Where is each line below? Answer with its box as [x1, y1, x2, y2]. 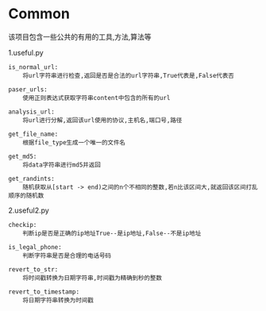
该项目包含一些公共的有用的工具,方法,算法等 [8, 32, 152, 41]
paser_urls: [8, 85, 48, 94]
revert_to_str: [8, 265, 59, 274]
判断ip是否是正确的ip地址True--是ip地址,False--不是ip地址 [22, 229, 202, 237]
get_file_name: [8, 130, 59, 138]
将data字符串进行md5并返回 [22, 160, 101, 169]
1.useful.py [8, 48, 44, 57]
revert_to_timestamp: [8, 287, 80, 296]
